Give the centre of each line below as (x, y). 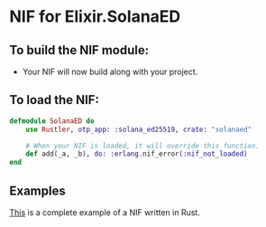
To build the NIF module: (79, 50)
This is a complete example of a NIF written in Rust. (105, 213)
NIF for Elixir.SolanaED (95, 17)
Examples (37, 190)
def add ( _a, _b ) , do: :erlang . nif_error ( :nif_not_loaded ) (137, 154)
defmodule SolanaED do (52, 121)
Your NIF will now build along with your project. (110, 71)
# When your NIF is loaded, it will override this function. (142, 146)
